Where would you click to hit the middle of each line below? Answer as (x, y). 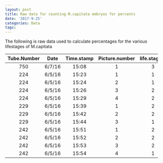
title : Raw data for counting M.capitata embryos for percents (70, 14)
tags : (10, 28)
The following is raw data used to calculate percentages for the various (76, 41)
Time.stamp (79, 59)
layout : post (18, 9)
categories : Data (23, 23)
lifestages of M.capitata (29, 47)
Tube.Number (24, 59)
